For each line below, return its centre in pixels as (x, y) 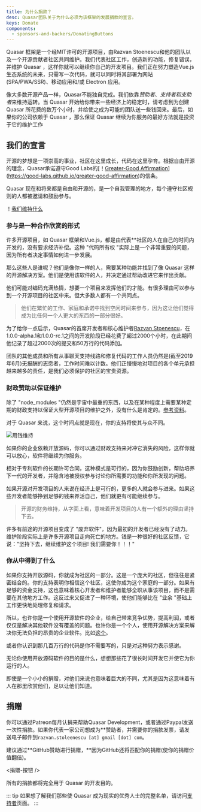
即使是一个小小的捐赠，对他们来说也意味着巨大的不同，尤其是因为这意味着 (98, 678)
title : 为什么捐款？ (29, 12)
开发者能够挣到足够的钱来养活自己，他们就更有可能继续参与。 (87, 496)
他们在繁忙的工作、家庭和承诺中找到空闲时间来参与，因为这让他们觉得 (107, 308)
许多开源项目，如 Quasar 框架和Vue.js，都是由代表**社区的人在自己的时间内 (100, 240)
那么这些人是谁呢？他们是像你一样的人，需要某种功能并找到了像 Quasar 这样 (100, 268)
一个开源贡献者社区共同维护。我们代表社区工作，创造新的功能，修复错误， (103, 59)
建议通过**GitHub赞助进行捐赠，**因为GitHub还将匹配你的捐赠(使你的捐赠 (98, 750)
